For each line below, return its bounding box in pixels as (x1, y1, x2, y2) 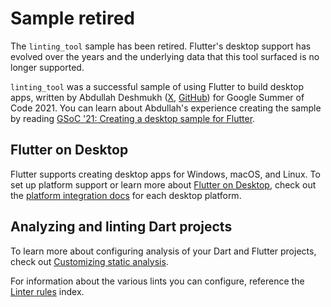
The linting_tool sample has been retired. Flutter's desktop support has (10, 40, 312, 52)
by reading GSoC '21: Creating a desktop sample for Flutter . (10, 112, 256, 124)
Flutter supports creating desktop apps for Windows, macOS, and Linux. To (10, 168, 321, 180)
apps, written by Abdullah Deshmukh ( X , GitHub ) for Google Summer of (10, 91, 305, 103)
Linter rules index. (10, 285, 85, 297)
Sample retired (10, 7, 135, 30)
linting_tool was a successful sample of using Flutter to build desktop (10, 80, 305, 92)
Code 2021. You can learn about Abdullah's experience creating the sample (10, 102, 322, 114)
